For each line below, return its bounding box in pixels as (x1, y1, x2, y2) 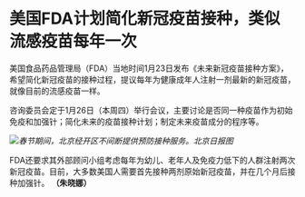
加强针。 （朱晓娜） (16, 177, 92, 188)
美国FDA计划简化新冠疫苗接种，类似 (9, 8, 280, 29)
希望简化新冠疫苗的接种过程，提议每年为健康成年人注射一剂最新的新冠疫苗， (9, 74, 296, 84)
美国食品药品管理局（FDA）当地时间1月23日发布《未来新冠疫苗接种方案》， (9, 63, 289, 74)
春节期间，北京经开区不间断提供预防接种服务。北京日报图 (18, 135, 233, 146)
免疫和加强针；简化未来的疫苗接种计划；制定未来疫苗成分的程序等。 (9, 115, 264, 127)
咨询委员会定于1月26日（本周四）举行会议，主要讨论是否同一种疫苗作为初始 (9, 104, 293, 115)
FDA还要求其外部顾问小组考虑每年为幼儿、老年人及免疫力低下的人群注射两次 (9, 154, 296, 165)
